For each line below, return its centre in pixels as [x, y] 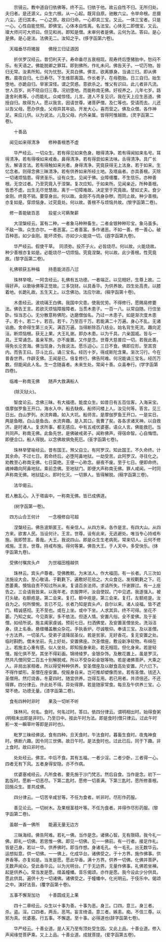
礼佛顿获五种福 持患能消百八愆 [44, 269]
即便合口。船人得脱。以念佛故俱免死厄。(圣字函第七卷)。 [63, 439]
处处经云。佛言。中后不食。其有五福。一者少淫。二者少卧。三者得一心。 [87, 758]
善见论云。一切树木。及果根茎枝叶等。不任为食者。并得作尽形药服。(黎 [86, 808]
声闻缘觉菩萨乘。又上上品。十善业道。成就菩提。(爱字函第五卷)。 [72, 935]
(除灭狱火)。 [26, 392]
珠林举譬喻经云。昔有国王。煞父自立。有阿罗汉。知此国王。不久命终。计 [87, 450]
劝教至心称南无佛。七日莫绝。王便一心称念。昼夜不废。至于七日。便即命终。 [83, 462]
